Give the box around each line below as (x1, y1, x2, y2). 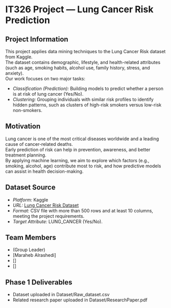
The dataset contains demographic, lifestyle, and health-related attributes (5, 59, 161, 65)
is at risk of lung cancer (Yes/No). (12, 91, 84, 97)
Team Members (5, 233, 56, 242)
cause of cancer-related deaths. (5, 141, 73, 147)
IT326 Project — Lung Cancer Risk (5, 4, 154, 15)
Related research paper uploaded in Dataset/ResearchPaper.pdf (12, 297, 148, 303)
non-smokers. (12, 107, 42, 113)
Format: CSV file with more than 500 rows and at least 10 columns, (12, 207, 153, 213)
